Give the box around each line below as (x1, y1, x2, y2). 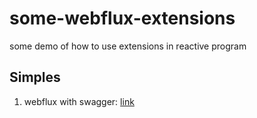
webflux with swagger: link (23, 95, 135, 107)
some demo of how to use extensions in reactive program (9, 40, 247, 52)
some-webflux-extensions (9, 7, 236, 30)
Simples (9, 69, 61, 86)
